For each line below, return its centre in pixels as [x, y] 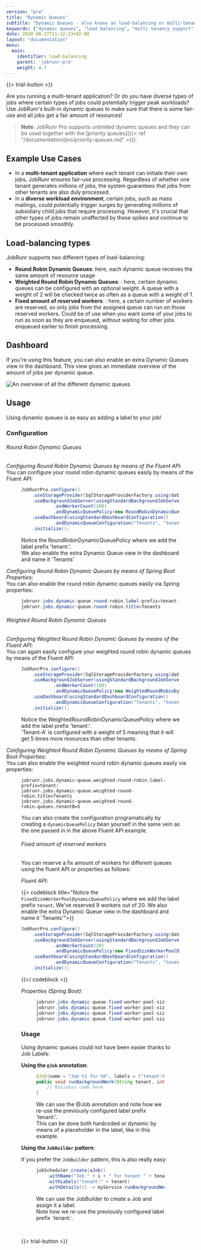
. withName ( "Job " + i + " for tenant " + [99, 1176]
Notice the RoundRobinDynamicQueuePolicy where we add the [99, 540]
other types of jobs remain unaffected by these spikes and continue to [101, 218]
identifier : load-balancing [52, 56]
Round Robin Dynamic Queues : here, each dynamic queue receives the [104, 269]
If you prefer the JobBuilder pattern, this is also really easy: [94, 1159]
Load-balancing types [48, 243]
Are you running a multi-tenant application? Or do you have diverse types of [100, 96]
